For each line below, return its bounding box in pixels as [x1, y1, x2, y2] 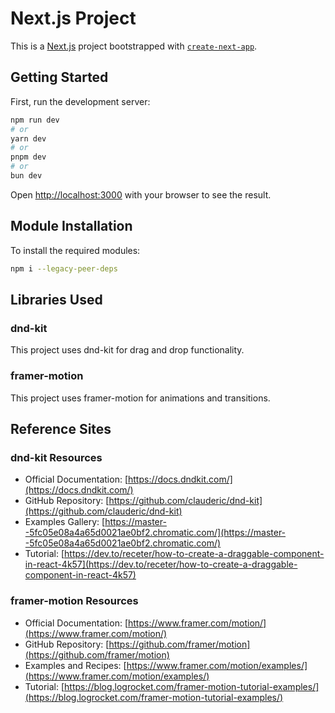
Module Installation [10, 218, 133, 235]
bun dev [10, 171, 43, 181]
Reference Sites [10, 420, 112, 437]
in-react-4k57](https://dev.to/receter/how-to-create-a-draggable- [24, 558, 298, 571]
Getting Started [10, 69, 109, 86]
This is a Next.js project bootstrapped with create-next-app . [10, 40, 258, 52]
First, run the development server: [10, 95, 151, 107]
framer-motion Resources [10, 594, 139, 608]
